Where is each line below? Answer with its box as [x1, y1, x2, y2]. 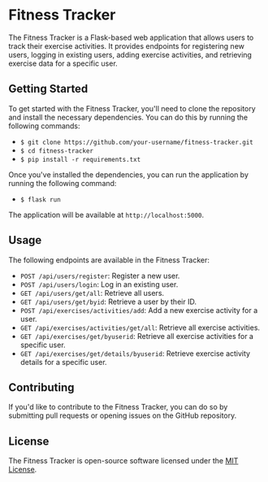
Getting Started [8, 82, 89, 96]
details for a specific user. [19, 357, 107, 367]
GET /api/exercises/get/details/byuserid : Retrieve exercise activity [19, 348, 250, 358]
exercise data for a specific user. [8, 59, 118, 68]
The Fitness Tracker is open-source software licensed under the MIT [8, 456, 239, 466]
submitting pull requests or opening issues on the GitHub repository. [8, 410, 237, 420]
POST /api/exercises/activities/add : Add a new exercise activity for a [19, 305, 258, 315]
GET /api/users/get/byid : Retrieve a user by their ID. [19, 297, 197, 306]
